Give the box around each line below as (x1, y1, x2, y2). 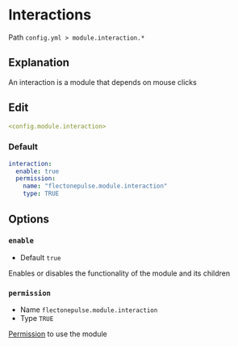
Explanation (8, 56, 70, 70)
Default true (19, 252, 61, 262)
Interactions (8, 6, 91, 24)
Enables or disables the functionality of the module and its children (8, 268, 231, 278)
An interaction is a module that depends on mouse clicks (8, 77, 198, 86)
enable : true (15, 167, 60, 175)
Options (8, 212, 50, 226)
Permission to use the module (8, 329, 107, 339)
